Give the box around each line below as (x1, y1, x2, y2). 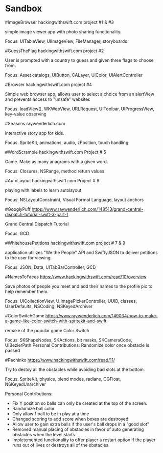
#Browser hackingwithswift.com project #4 (5, 82, 92, 87)
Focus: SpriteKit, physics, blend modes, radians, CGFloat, (5, 376, 121, 382)
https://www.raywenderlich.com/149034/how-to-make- (45, 312, 158, 318)
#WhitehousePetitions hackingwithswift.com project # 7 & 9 (5, 240, 126, 246)
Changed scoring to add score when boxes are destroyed (12, 416, 129, 422)
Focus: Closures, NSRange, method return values (5, 168, 105, 174)
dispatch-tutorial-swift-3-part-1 (5, 211, 69, 217)
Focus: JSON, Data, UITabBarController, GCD (5, 264, 96, 270)
